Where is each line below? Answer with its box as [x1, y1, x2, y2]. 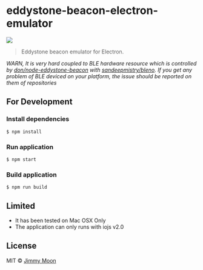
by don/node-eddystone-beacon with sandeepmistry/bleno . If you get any [6, 66, 193, 73]
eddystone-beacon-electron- [6, 4, 159, 18]
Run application [6, 143, 53, 151]
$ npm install [6, 129, 42, 135]
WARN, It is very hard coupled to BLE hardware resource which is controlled [6, 59, 197, 67]
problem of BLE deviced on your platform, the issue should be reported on [6, 72, 192, 79]
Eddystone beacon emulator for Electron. [21, 48, 124, 55]
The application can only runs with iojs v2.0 [15, 223, 124, 231]
